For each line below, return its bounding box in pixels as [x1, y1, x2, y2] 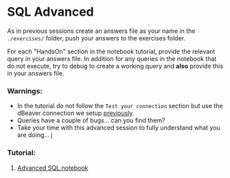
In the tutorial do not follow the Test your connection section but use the [16, 102, 223, 110]
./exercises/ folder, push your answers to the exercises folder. [7, 34, 186, 42]
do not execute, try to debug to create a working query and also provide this [7, 62, 223, 70]
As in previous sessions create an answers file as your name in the [7, 27, 196, 35]
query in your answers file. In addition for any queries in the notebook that [7, 54, 217, 62]
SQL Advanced [7, 4, 94, 20]
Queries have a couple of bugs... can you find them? [16, 116, 165, 125]
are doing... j [16, 131, 53, 139]
